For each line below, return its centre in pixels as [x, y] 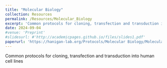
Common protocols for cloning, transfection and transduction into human [80, 56]
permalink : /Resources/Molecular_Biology [49, 19]
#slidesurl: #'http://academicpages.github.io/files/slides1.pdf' [75, 37]
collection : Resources [29, 14]
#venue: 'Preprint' [25, 33]
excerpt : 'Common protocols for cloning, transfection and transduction [82, 23]
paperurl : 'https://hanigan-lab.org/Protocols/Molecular [65, 42]
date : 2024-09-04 [23, 28]
